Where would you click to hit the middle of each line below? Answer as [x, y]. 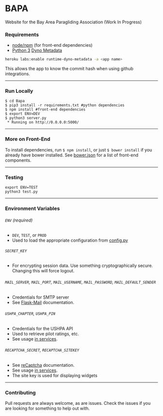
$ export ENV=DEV [23, 114]
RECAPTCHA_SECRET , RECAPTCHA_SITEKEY [42, 350]
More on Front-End [28, 139]
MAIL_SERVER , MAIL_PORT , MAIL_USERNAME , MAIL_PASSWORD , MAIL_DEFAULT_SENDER [81, 282]
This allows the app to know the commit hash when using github [69, 69]
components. [18, 160]
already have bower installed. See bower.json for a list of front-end [72, 155]
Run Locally [19, 91]
